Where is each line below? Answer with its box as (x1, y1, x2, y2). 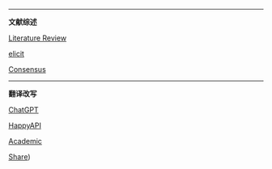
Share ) (8, 152, 31, 162)
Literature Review (8, 33, 67, 43)
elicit (8, 49, 24, 58)
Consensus (8, 65, 46, 74)
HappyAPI (8, 120, 42, 130)
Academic (8, 137, 43, 146)
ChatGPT (8, 105, 39, 114)
